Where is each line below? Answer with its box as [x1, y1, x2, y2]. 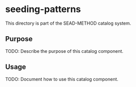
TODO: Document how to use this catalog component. [5, 76, 118, 82]
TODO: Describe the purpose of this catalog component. [5, 48, 123, 54]
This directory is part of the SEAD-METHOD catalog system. [5, 20, 131, 26]
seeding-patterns [5, 4, 81, 15]
